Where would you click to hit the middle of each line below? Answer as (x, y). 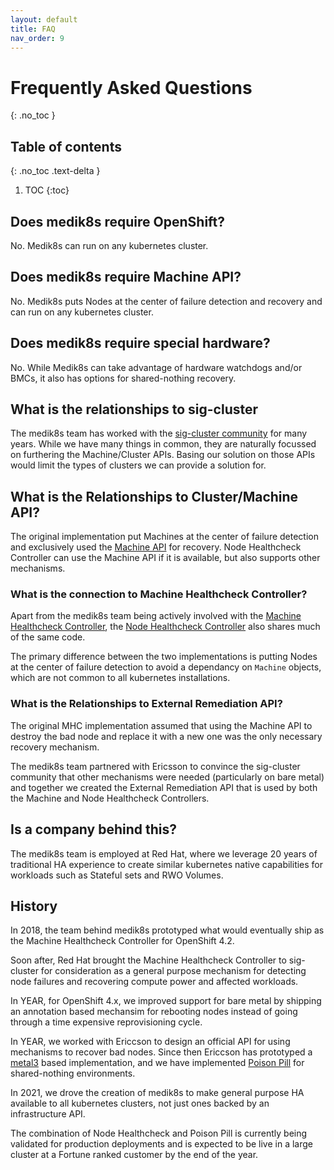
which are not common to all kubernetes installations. (120, 678)
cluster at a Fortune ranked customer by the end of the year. (134, 1155)
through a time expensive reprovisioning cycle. (106, 1022)
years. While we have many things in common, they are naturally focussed (163, 444)
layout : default (44, 19)
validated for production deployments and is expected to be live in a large (162, 1144)
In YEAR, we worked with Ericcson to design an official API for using (150, 1042)
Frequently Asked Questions (131, 87)
